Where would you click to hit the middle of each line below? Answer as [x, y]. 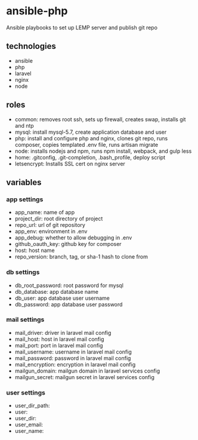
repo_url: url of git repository [50, 225]
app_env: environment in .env [51, 232]
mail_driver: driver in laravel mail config [63, 333]
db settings [23, 272]
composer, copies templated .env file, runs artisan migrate [86, 144]
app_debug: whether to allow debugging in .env [73, 238]
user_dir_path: [32, 406]
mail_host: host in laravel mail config [59, 339]
